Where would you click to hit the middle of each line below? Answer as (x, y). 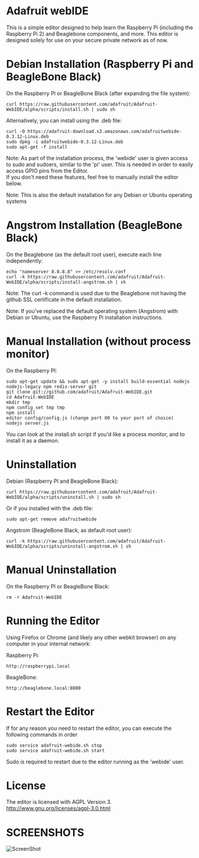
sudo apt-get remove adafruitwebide (51, 519)
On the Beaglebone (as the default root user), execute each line (84, 254)
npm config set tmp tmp (36, 407)
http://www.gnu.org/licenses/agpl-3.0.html (59, 809)
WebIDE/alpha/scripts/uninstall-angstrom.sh (62, 546)
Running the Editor (53, 621)
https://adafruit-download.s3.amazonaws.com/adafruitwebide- (105, 131)
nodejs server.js (28, 423)
